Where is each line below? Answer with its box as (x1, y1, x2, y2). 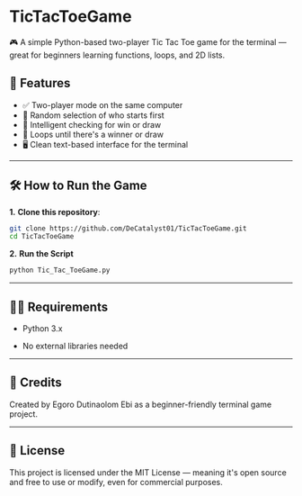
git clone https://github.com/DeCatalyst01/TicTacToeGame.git (9, 223, 247, 233)
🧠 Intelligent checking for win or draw (22, 119, 162, 130)
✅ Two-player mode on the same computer (22, 99, 183, 110)
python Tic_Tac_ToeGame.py (9, 266, 111, 275)
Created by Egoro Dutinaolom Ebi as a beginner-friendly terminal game (9, 399, 272, 410)
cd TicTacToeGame (9, 232, 75, 241)
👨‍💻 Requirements (9, 299, 109, 314)
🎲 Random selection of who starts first (22, 110, 164, 121)
